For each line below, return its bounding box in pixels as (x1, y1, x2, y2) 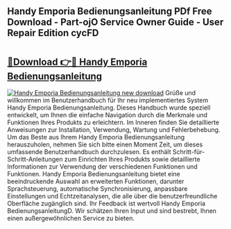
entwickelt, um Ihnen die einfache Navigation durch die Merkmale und (7, 111, 208, 119)
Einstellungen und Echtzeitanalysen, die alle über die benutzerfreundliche (7, 192, 218, 200)
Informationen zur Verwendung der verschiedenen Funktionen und (7, 162, 198, 171)
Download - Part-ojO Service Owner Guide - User (7, 17, 224, 28)
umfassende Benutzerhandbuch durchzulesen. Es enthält (7, 148, 171, 155)
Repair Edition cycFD (7, 27, 99, 39)
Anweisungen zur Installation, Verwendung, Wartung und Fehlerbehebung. (7, 126, 221, 134)
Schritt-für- (172, 148, 205, 155)
